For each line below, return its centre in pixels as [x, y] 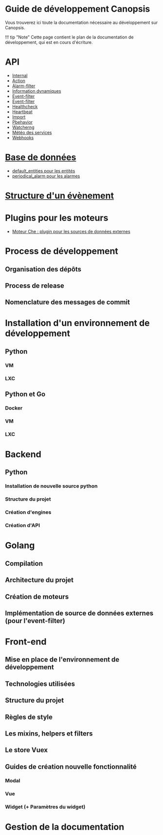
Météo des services [32, 132]
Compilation [24, 563]
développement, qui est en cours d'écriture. [49, 42]
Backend [23, 455]
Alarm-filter [24, 86]
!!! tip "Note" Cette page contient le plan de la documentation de [69, 37]
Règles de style [29, 717]
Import [19, 117]
